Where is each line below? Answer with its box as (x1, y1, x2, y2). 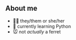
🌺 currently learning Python (12, 23, 71, 29)
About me (5, 4, 37, 13)
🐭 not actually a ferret (12, 28, 61, 35)
